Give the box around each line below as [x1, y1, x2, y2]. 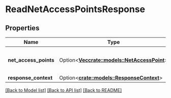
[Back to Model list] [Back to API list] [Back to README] [5, 87, 122, 93]
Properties [5, 24, 40, 32]
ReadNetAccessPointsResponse [5, 4, 146, 15]
